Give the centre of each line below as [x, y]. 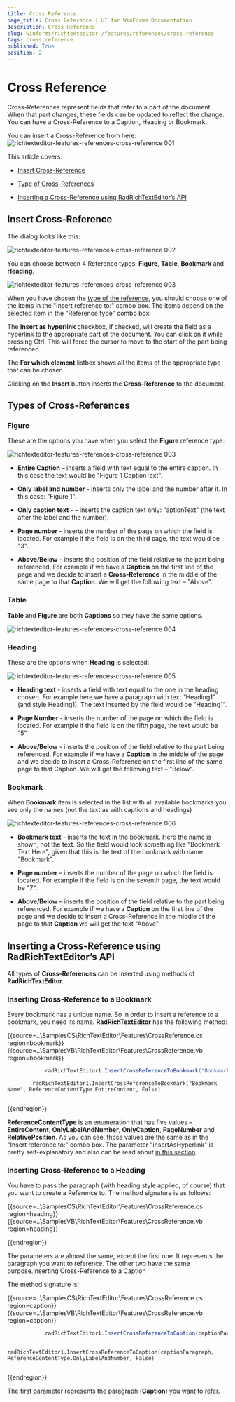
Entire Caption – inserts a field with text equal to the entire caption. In [117, 468]
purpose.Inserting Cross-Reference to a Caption [77, 1271]
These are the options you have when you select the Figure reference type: [116, 441]
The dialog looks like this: [44, 236]
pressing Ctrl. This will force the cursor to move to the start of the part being [117, 342]
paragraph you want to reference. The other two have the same [99, 1264]
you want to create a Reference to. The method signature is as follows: [109, 1193]
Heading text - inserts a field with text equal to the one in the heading [118, 689]
